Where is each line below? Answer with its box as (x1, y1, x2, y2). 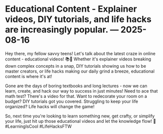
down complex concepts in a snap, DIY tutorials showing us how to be (5, 63, 146, 69)
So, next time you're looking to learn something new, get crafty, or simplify (5, 113, 155, 119)
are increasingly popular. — (5, 24, 119, 35)
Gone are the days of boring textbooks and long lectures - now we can (5, 83, 147, 89)
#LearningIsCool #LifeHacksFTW (5, 123, 72, 129)
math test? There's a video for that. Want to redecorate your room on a (5, 93, 147, 99)
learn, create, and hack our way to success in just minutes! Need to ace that (5, 88, 158, 94)
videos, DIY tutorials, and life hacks (5, 14, 152, 25)
